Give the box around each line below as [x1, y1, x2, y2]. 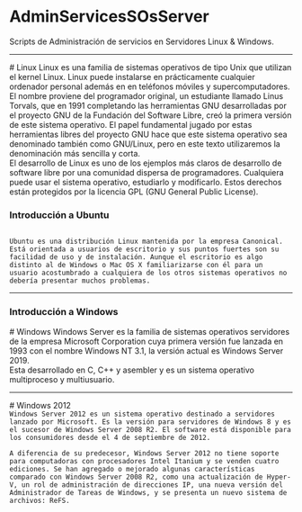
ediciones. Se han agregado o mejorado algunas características [9, 464, 255, 473]
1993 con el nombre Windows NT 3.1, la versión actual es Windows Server [9, 345, 284, 356]
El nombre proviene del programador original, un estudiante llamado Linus [9, 90, 284, 101]
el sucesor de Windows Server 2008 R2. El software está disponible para [9, 425, 292, 434]
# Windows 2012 [9, 400, 72, 410]
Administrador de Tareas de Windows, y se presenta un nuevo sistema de [9, 488, 288, 497]
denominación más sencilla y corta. [9, 148, 141, 158]
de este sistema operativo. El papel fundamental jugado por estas [9, 119, 253, 130]
